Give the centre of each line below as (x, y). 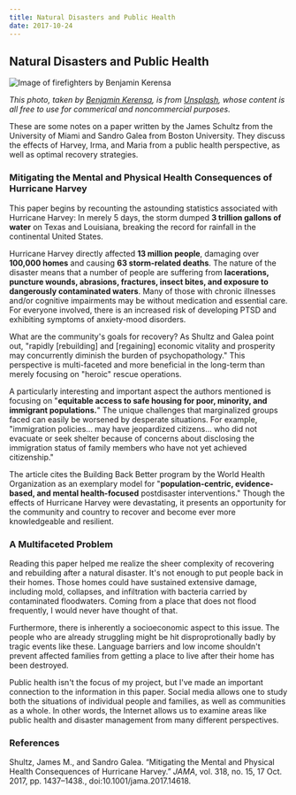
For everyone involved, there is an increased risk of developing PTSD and (143, 310)
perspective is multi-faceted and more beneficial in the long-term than (137, 365)
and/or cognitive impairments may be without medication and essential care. (148, 300)
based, (22, 493)
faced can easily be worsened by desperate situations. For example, (133, 419)
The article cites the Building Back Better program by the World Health (137, 474)
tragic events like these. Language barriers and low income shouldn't (135, 646)
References (34, 743)
